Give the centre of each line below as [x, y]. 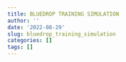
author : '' [23, 21]
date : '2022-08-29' [36, 27]
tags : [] [20, 47]
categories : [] [30, 41]
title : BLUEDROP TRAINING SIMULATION [63, 14]
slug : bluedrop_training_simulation [62, 34]
